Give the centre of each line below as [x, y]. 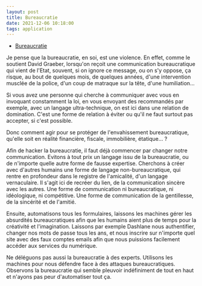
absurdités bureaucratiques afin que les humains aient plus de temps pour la [101, 220]
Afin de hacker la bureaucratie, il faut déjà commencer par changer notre [97, 151]
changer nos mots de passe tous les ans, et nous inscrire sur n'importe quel [101, 233]
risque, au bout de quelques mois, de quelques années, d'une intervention [99, 77]
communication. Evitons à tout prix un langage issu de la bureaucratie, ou [97, 157]
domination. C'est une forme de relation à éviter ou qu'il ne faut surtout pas [99, 114]
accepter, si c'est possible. [39, 121]
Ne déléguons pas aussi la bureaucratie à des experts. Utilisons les [90, 258]
